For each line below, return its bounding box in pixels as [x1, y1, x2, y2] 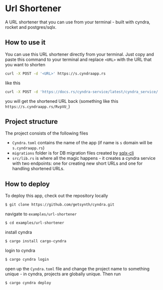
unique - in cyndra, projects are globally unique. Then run [5, 271, 121, 277]
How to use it [5, 39, 46, 47]
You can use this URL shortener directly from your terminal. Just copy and [5, 51, 154, 57]
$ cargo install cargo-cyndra [5, 238, 67, 244]
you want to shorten [5, 61, 45, 67]
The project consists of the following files [5, 130, 88, 136]
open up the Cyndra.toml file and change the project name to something [5, 266, 150, 271]
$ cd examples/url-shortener [5, 220, 64, 225]
